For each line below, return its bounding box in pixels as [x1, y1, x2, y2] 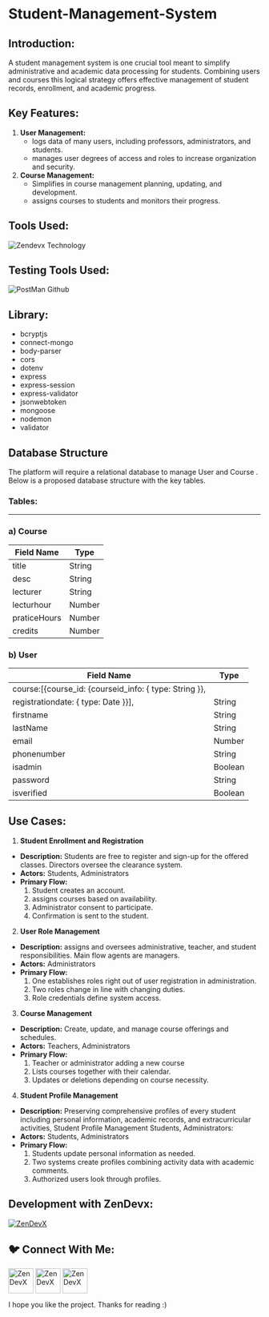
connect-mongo [19, 338, 74, 347]
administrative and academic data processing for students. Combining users [8, 66, 260, 76]
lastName [12, 722, 48, 733]
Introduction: [8, 37, 75, 50]
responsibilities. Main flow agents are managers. [19, 950, 180, 960]
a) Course [8, 526, 48, 537]
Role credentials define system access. [31, 993, 162, 1002]
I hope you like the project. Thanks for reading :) [8, 1300, 167, 1310]
